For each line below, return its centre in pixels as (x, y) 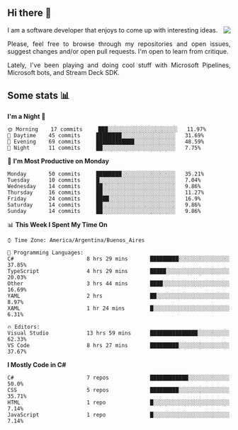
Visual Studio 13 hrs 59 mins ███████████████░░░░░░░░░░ (119, 333)
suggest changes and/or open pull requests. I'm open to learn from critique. (118, 51)
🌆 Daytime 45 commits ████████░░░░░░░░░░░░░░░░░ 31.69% (106, 135)
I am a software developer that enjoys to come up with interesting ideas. (113, 30)
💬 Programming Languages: (45, 252)
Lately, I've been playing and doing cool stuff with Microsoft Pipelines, (119, 65)
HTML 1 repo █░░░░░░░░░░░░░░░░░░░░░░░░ (119, 402)
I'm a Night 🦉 (27, 116)
